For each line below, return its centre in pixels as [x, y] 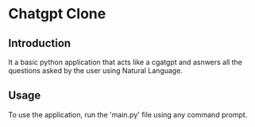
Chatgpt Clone [57, 14]
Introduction [40, 43]
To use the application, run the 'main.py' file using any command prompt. [128, 114]
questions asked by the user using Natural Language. [95, 71]
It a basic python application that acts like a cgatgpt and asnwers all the [125, 62]
